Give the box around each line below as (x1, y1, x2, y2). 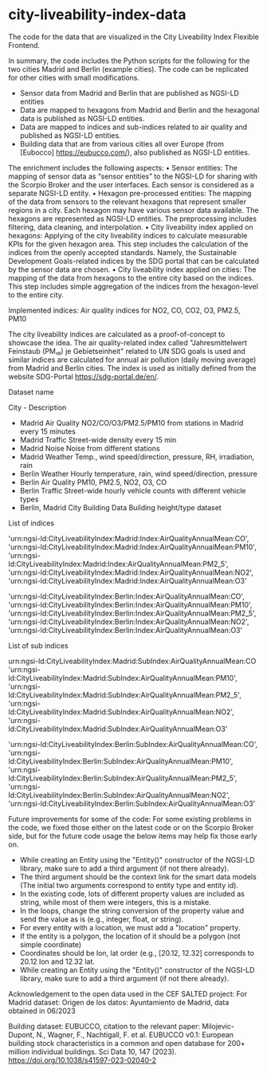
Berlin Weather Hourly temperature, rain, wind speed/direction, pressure (19, 469, 257, 478)
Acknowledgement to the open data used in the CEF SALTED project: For (8, 988, 248, 998)
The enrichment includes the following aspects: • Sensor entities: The (8, 163, 238, 172)
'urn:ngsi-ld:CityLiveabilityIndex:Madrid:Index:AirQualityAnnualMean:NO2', (8, 568, 253, 577)
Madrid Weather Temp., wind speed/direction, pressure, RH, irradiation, (19, 452, 255, 462)
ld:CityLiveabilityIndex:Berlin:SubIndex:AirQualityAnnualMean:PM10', (8, 756, 234, 766)
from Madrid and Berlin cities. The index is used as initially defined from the (8, 363, 257, 372)
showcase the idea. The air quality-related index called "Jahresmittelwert (8, 337, 247, 348)
